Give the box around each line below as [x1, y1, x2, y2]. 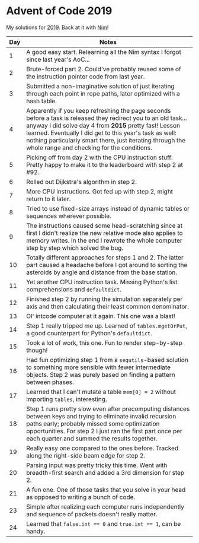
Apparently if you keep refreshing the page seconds [26, 106, 171, 115]
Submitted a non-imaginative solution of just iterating [26, 82, 175, 90]
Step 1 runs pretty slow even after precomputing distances [26, 405, 190, 413]
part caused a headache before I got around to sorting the [26, 261, 188, 269]
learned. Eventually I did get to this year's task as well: [26, 129, 176, 137]
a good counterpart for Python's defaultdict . [26, 329, 153, 337]
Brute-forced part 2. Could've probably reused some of [26, 65, 182, 73]
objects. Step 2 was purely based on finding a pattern [26, 370, 176, 379]
